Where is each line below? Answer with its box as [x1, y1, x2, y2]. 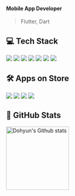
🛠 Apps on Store [6, 73, 70, 83]
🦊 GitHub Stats [6, 110, 61, 120]
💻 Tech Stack [6, 36, 58, 46]
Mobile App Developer [6, 5, 63, 12]
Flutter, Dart [20, 18, 50, 25]
